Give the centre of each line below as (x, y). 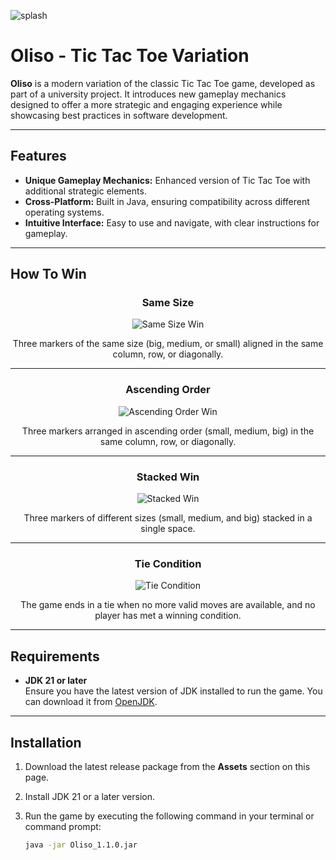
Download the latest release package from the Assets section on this (167, 766)
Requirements (55, 656)
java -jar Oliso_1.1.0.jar (81, 845)
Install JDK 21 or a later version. (90, 796)
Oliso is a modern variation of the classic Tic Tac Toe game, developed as (163, 83)
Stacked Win (168, 477)
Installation (46, 742)
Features (38, 156)
